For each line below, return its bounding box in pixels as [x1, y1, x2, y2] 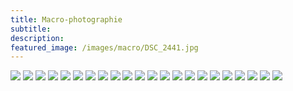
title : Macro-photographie [10, 14, 123, 25]
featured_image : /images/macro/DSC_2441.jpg [10, 42, 199, 53]
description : [10, 33, 65, 43]
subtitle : [10, 24, 52, 34]
